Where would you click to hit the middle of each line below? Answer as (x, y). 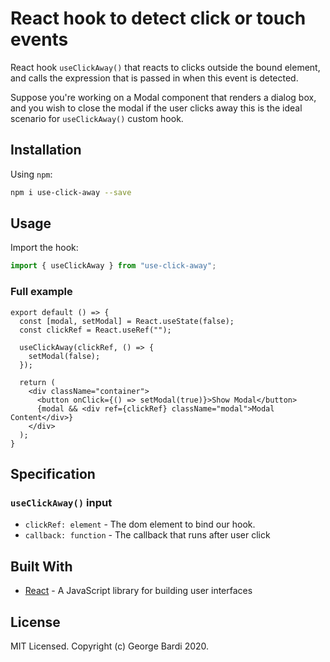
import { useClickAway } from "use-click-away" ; (113, 266)
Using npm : (31, 174)
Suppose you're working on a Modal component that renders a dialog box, (163, 97)
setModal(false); (64, 356)
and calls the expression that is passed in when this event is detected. (154, 78)
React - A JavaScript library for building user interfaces (138, 591)
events (39, 39)
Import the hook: (44, 248)
